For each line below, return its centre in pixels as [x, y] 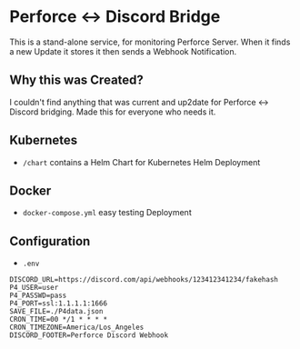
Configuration [50, 241]
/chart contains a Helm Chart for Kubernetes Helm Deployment [141, 162]
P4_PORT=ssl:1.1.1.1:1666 [58, 304]
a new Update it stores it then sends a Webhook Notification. [123, 51]
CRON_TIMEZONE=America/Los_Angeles [77, 328]
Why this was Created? [76, 80]
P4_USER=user [34, 288]
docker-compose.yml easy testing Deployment [107, 213]
